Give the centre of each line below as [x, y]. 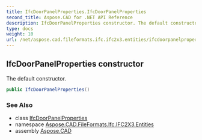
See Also [20, 105]
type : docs [20, 29]
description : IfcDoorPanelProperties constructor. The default [87, 23]
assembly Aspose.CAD [43, 130]
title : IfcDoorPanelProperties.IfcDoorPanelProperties [76, 12]
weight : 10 [20, 34]
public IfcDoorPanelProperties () [48, 90]
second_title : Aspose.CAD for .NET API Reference [70, 17]
